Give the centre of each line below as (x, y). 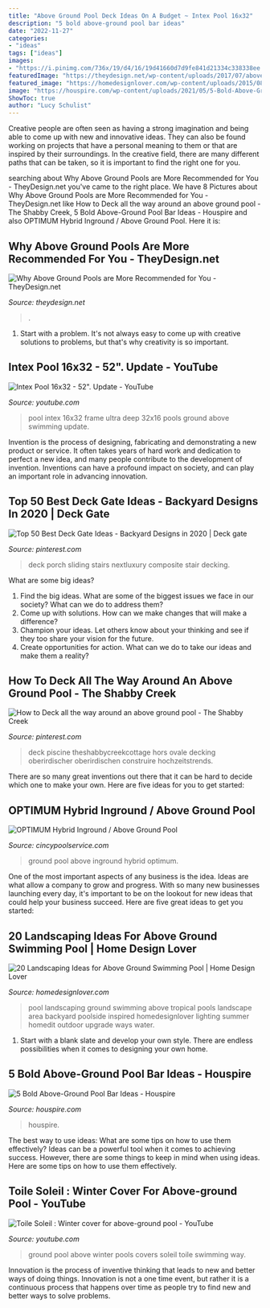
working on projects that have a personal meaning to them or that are (123, 146)
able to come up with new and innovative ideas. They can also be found (127, 137)
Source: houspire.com (45, 1109)
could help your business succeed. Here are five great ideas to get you (126, 903)
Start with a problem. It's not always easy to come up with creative (130, 333)
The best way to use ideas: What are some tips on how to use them (120, 1140)
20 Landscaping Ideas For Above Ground (113, 936)
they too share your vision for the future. (87, 638)
